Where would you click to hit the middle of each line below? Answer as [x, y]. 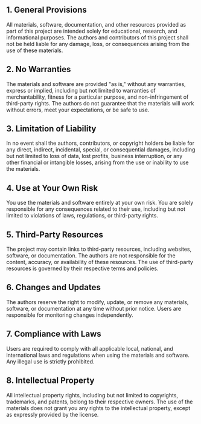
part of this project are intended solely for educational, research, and [92, 31]
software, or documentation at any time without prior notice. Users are [94, 308]
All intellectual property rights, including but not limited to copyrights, [92, 395]
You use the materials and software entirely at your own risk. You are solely [100, 203]
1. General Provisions [46, 10]
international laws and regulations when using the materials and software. [98, 355]
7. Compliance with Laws [54, 334]
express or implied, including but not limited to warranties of [81, 90]
